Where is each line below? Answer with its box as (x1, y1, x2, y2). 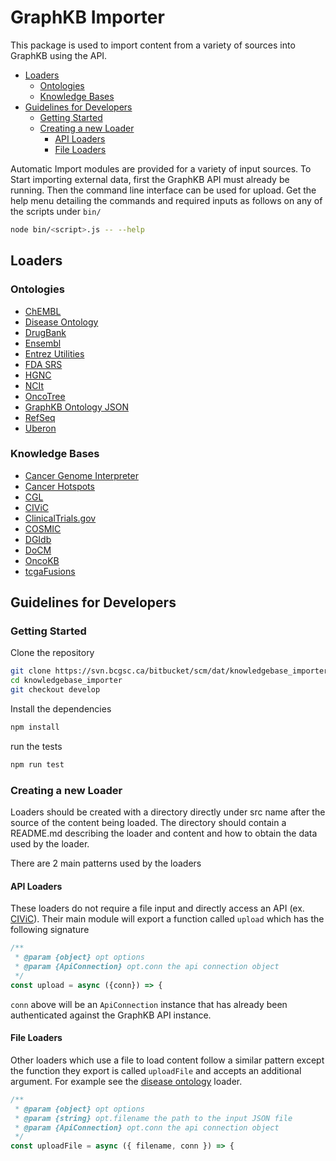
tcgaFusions (24, 565, 76, 577)
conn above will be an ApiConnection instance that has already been (10, 998, 288, 1010)
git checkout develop (10, 685, 101, 695)
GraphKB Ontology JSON (24, 401, 129, 413)
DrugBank (24, 326, 67, 338)
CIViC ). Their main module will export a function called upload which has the (10, 913, 325, 925)
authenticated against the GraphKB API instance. (10, 1009, 212, 1021)
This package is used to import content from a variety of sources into (10, 39, 296, 51)
